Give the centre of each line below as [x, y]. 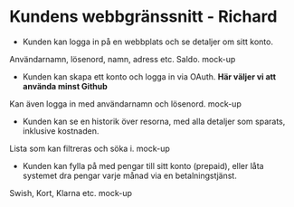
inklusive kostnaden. [61, 131]
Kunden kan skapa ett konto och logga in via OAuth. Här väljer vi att [149, 76]
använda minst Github [65, 86]
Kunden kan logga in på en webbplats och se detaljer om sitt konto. [148, 42]
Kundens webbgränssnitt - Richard [143, 17]
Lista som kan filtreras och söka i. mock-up [90, 148]
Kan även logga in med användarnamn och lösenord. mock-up [125, 103]
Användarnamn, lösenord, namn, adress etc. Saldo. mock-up [123, 59]
